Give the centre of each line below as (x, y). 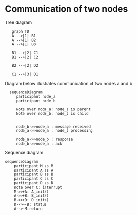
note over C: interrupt (38, 187)
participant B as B (34, 174)
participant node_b (36, 101)
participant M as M (34, 166)
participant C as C (34, 179)
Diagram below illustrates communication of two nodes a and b (69, 83)
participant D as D (34, 183)
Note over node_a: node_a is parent (53, 109)
